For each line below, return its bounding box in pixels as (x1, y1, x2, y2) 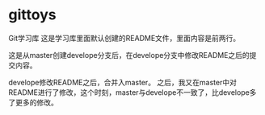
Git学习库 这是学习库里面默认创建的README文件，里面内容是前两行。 (8, 33, 241, 43)
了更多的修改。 (8, 97, 58, 107)
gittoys (8, 6, 57, 24)
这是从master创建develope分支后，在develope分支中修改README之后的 (8, 50, 250, 60)
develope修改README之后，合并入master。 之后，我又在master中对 (8, 77, 237, 87)
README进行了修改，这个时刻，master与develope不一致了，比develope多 (8, 87, 257, 97)
